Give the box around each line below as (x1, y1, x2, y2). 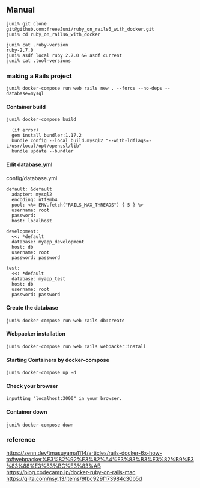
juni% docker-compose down (6, 422, 74, 428)
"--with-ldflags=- (105, 138, 152, 144)
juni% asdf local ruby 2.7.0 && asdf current (6, 52, 122, 58)
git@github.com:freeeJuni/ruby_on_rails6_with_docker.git (6, 26, 154, 32)
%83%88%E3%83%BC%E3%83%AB (6, 462, 101, 469)
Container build (6, 103, 46, 110)
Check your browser (6, 382, 58, 389)
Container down (6, 408, 47, 415)
